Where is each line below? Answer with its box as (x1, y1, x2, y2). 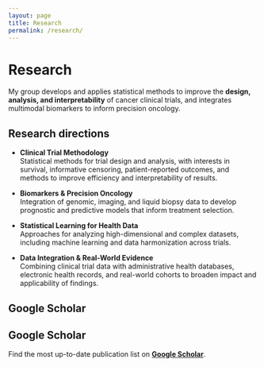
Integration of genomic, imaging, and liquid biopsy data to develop (19, 197, 237, 207)
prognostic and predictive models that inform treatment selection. (19, 206, 235, 215)
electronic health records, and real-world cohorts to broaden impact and (19, 270, 257, 280)
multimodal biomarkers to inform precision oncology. (8, 104, 181, 114)
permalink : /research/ (8, 26, 83, 34)
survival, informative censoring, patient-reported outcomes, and (19, 164, 230, 175)
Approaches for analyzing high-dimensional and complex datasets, (19, 230, 239, 239)
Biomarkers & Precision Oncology (19, 188, 133, 199)
